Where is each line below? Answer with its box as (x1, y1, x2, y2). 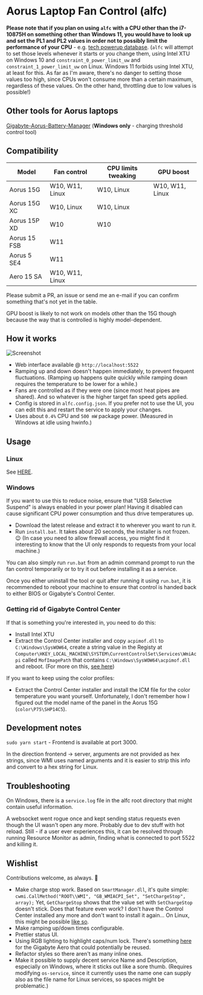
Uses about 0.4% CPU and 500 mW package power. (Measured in (14, 413, 173, 420)
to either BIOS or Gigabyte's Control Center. (6, 590, 115, 597)
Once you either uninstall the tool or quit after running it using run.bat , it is (6, 577, 192, 584)
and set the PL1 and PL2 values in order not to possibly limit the (6, 37, 168, 44)
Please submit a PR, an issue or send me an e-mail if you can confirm (6, 291, 179, 298)
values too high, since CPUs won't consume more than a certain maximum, (6, 76, 193, 83)
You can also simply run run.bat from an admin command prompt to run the (6, 559, 195, 566)
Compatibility (6, 146, 59, 156)
